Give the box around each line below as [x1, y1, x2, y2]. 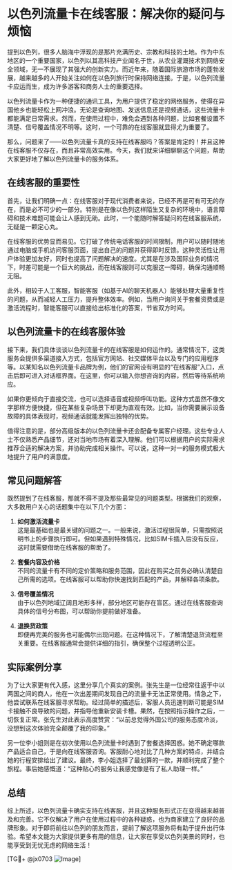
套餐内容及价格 [17, 558, 60, 566]
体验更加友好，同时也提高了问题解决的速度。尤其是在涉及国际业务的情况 [12, 254, 219, 262]
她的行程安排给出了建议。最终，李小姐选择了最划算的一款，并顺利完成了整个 [7, 756, 225, 764]
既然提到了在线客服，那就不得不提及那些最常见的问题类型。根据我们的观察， [7, 494, 225, 503]
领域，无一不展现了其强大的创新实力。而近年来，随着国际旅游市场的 [12, 65, 207, 73]
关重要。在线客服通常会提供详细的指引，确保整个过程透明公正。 [17, 639, 199, 648]
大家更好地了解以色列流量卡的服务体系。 [7, 155, 122, 163]
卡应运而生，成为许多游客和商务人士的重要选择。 [7, 82, 146, 90]
